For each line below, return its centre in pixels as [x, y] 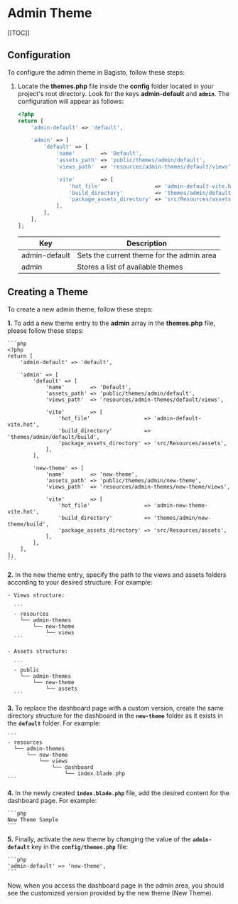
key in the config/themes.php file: [80, 846]
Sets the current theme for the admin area [147, 255]
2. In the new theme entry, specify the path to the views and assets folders [117, 575]
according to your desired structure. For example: [80, 582]
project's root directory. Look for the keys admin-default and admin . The [123, 93]
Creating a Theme [48, 292]
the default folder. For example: [54, 723]
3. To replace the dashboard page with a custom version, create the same [115, 708]
